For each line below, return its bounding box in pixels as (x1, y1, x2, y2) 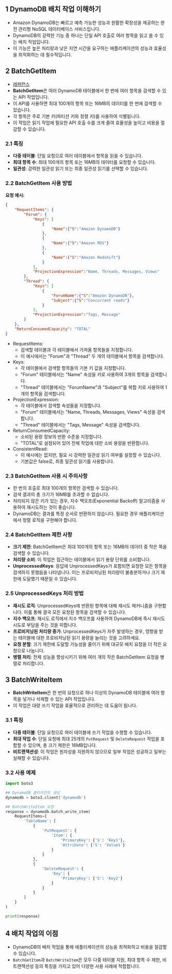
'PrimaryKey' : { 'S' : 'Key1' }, (60, 837, 125, 843)
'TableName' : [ (24, 819, 56, 824)
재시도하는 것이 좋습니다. (26, 504, 76, 511)
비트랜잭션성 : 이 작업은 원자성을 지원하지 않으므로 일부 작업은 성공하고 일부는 (12, 748, 167, 754)
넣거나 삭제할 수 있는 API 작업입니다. (22, 696, 95, 702)
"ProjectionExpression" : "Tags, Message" (32, 312, 121, 317)
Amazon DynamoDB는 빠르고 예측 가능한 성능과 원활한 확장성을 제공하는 (12, 20, 160, 26)
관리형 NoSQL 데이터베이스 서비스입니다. (18, 26, 101, 32)
